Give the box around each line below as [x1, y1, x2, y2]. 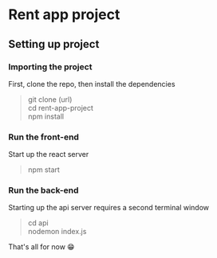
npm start [27, 165, 60, 174]
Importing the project [8, 61, 93, 72]
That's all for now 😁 [8, 242, 75, 252]
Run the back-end [8, 185, 79, 196]
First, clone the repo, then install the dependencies [8, 79, 176, 88]
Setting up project [8, 37, 100, 51]
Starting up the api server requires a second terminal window [8, 203, 210, 213]
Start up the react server [8, 150, 89, 159]
